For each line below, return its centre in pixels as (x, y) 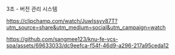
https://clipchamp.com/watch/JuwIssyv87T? (62, 21)
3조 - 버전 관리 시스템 (32, 9)
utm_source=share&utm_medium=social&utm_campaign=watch (86, 27)
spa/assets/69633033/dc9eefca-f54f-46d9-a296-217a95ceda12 (87, 45)
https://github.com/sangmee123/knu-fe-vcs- (62, 39)
